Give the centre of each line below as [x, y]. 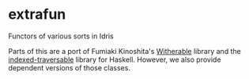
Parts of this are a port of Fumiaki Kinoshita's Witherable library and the [124, 51]
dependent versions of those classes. [69, 67]
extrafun [37, 14]
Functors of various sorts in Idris [61, 36]
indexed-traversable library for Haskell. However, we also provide [115, 59]
